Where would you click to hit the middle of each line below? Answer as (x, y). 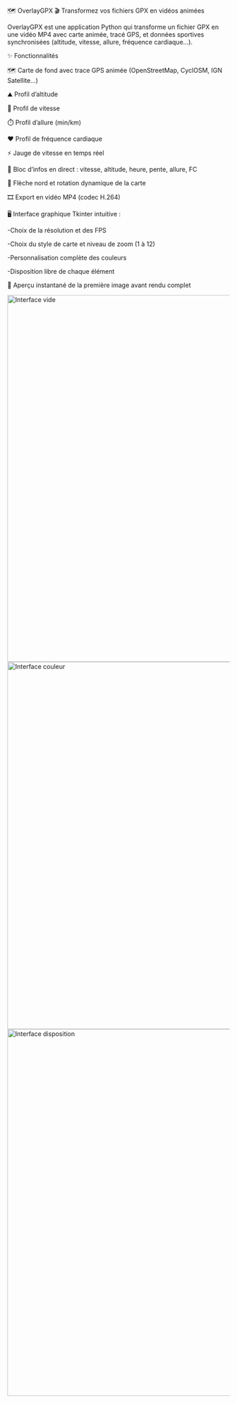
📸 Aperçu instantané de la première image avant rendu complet (99, 285)
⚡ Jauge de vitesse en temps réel (56, 153)
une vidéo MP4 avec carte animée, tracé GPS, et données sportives (106, 34)
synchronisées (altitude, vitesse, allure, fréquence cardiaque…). (100, 42)
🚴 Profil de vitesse (34, 108)
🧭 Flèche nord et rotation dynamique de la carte (77, 183)
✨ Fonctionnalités (33, 56)
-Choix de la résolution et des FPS (57, 230)
